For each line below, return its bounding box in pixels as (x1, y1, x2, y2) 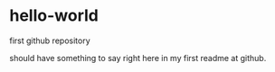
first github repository (9, 35, 90, 46)
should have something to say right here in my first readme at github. (9, 52, 267, 63)
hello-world (9, 5, 100, 26)
